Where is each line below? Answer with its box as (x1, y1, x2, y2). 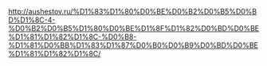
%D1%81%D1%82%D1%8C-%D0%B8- (8, 32, 137, 41)
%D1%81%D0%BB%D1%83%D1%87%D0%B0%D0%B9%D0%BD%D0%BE (8, 41, 259, 50)
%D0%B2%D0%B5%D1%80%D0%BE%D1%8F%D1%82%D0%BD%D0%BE (8, 24, 260, 33)
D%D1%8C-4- (8, 15, 56, 25)
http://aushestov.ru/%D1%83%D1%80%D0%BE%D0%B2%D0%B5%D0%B (8, 7, 257, 16)
